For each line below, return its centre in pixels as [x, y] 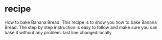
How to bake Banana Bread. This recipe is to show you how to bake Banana [81, 22]
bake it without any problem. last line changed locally [58, 32]
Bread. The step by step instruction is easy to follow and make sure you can [81, 27]
